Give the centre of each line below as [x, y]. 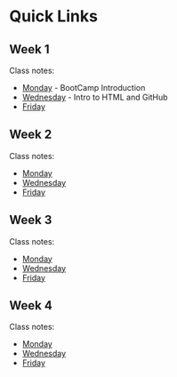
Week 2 [31, 135]
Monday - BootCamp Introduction [84, 88]
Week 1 [29, 49]
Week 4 [31, 305]
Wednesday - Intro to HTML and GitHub [95, 97]
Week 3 [31, 220]
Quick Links [53, 16]
